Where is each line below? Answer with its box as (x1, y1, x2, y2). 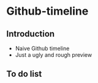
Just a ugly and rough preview (15, 51, 92, 59)
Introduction (6, 29, 55, 39)
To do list (6, 69, 42, 79)
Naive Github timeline (15, 45, 70, 52)
